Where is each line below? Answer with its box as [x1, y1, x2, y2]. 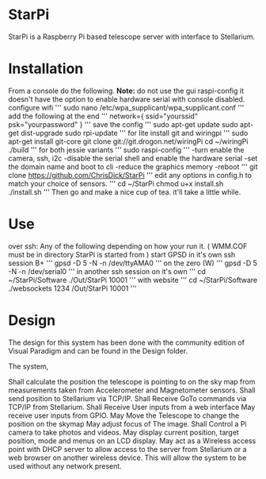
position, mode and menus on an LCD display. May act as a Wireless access [8, 435, 256, 446]
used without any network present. [8, 461, 123, 470]
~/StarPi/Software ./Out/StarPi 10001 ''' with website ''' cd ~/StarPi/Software [8, 275, 258, 284]
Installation [8, 60, 84, 78]
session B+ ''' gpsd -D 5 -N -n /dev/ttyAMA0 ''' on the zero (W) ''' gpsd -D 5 [8, 258, 257, 268]
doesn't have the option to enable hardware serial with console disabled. [8, 94, 245, 104]
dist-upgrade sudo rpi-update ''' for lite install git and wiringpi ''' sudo [21, 128, 249, 137]
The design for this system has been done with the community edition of [8, 338, 245, 347]
